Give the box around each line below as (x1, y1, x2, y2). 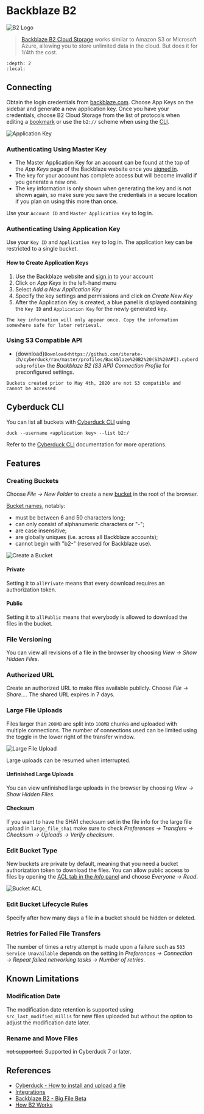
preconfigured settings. (15, 368, 74, 376)
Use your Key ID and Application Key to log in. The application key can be (6, 238, 193, 246)
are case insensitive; (15, 527, 67, 534)
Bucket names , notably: (6, 502, 66, 510)
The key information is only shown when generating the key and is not (15, 185, 192, 192)
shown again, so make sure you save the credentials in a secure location (15, 191, 197, 199)
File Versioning (6, 635, 52, 643)
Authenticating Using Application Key (6, 224, 121, 233)
